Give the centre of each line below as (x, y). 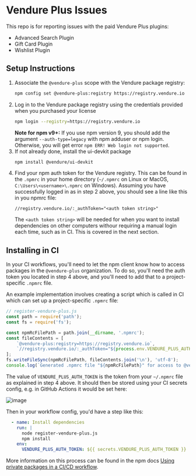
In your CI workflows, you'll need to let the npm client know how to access (95, 264)
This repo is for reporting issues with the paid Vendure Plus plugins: (87, 26)
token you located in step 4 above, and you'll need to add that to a (85, 277)
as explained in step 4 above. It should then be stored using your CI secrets (97, 382)
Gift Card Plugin (34, 44)
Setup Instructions (41, 69)
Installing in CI (33, 250)
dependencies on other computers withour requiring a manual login (95, 226)
